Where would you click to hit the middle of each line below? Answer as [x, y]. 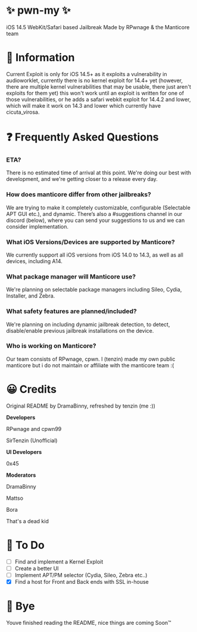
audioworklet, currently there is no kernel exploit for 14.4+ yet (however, [95, 80]
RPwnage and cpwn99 [34, 428]
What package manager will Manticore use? [71, 276]
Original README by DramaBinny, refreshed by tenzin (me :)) [81, 406]
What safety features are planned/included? [71, 311]
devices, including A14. [34, 261]
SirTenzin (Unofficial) [32, 440]
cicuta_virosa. [23, 112]
